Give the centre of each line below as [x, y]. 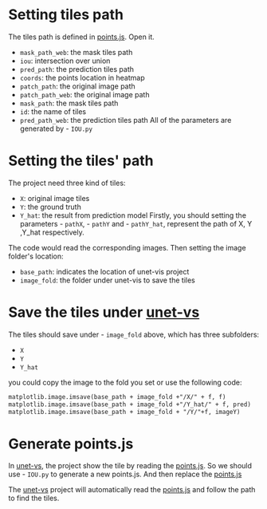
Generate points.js [71, 444]
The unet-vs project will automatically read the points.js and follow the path [132, 490]
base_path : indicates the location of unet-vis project [104, 271]
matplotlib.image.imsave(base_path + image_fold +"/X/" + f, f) [117, 397]
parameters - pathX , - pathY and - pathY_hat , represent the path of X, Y [136, 223]
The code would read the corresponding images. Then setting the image [127, 247]
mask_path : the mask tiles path [69, 103]
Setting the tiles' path [81, 161]
